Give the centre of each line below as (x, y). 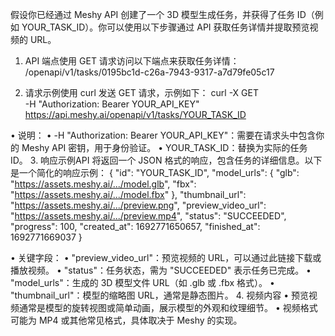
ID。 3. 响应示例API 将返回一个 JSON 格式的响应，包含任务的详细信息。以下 (166, 160)
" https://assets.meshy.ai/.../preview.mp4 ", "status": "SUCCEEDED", (148, 216)
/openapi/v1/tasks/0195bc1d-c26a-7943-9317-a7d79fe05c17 (149, 72)
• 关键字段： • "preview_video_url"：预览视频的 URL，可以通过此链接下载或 (166, 257)
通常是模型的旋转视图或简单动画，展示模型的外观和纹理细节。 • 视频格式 (168, 307)
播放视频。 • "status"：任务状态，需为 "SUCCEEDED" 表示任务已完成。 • (161, 270)
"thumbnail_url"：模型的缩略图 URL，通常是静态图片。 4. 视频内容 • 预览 (159, 295)
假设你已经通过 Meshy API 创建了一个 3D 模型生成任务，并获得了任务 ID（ (162, 14)
